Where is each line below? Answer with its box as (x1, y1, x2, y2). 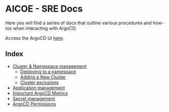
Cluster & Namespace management (12, 63, 87, 69)
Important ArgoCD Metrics (12, 90, 68, 96)
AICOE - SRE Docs (5, 3, 83, 15)
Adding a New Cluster (20, 74, 66, 80)
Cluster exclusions (20, 79, 59, 85)
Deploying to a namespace (20, 68, 76, 74)
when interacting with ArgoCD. (13, 25, 77, 31)
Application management (12, 85, 65, 91)
